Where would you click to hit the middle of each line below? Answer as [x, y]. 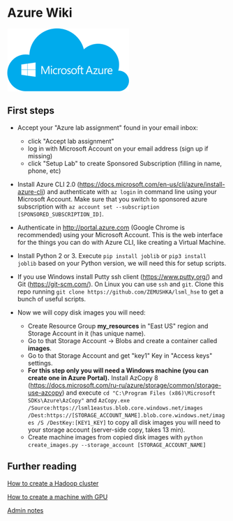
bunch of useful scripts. [51, 299]
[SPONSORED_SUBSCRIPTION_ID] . [61, 213]
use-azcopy [45, 393]
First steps [31, 111]
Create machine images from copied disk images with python [115, 437]
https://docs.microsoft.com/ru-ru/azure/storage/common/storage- [126, 385]
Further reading [42, 466]
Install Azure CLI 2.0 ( [48, 184]
